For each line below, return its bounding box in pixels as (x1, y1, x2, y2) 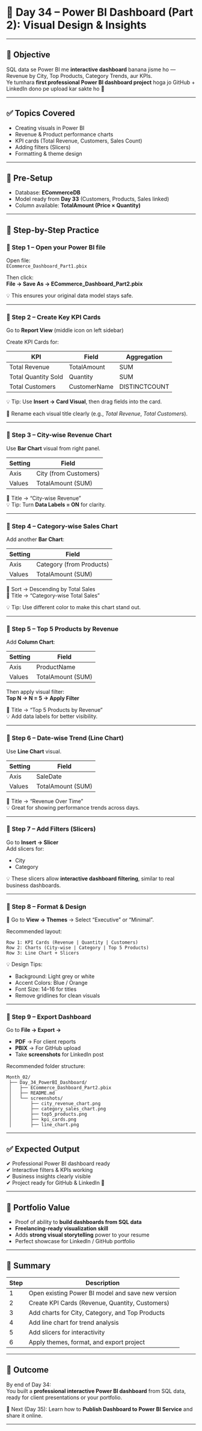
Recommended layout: (6, 928, 62, 935)
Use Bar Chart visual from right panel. (6, 444, 101, 452)
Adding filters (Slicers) (14, 143, 71, 150)
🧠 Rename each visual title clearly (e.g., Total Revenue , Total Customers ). (6, 410, 188, 417)
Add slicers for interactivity (28, 1328, 105, 1336)
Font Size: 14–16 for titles (14, 985, 77, 993)
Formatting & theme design (14, 150, 82, 157)
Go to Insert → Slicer (6, 839, 59, 846)
